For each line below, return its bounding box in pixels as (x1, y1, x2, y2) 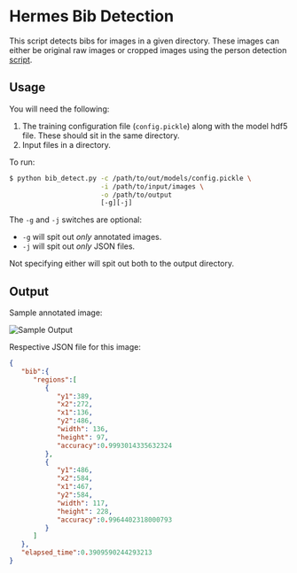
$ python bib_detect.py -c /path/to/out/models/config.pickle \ (9, 174, 252, 182)
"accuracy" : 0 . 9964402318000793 (56, 515, 173, 524)
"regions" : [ (32, 375, 77, 384)
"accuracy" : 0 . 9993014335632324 (56, 441, 173, 450)
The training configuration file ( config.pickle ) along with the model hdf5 (21, 120, 288, 131)
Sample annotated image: (9, 307, 103, 318)
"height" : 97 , (56, 432, 109, 442)
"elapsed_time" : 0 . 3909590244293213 (20, 548, 152, 557)
